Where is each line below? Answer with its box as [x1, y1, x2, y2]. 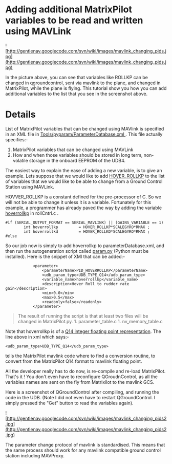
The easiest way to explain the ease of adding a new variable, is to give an [5, 167, 162, 173]
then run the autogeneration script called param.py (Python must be [5, 248, 149, 254]
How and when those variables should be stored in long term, [12, 152, 143, 158]
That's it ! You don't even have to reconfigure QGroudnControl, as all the [5, 374, 158, 380]
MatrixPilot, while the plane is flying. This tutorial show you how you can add [5, 85, 167, 91]
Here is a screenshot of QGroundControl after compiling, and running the [5, 389, 159, 395]
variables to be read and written [5, 14, 143, 26]
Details [5, 109, 36, 120]
